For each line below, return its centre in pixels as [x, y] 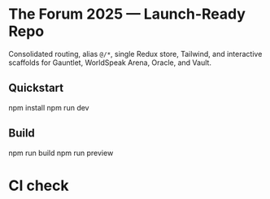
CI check [39, 186]
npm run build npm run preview [61, 153]
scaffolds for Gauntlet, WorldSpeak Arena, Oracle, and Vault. [110, 63]
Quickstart [36, 88]
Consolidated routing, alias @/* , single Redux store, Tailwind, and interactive [135, 54]
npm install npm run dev [49, 107]
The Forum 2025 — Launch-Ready [127, 14]
